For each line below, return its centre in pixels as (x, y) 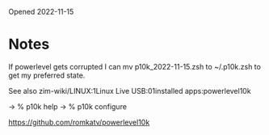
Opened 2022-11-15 (41, 12)
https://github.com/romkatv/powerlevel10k (79, 122)
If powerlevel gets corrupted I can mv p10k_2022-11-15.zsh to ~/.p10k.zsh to (134, 66)
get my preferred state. (47, 75)
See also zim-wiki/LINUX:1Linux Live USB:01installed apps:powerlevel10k (130, 91)
